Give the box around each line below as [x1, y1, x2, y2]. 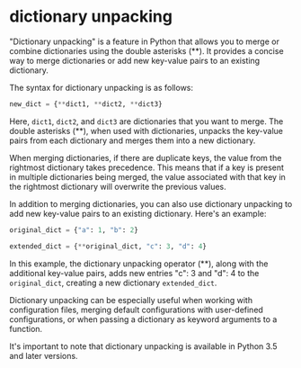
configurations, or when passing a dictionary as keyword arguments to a [9, 313, 278, 325]
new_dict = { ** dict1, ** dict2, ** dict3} [9, 99, 164, 109]
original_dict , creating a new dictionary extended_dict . [9, 277, 217, 288]
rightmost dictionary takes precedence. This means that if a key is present [9, 162, 285, 173]
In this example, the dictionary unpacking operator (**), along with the [9, 258, 269, 269]
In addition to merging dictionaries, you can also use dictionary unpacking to [9, 198, 293, 209]
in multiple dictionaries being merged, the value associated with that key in [9, 171, 286, 182]
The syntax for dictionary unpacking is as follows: [9, 82, 194, 93]
